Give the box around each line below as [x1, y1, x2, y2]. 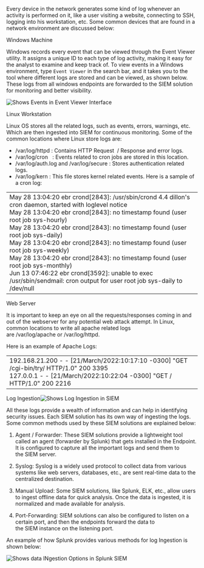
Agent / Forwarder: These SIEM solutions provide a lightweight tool [15, 431, 183, 438]
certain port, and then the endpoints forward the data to [15, 518, 155, 525]
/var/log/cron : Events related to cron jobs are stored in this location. [15, 153, 189, 161]
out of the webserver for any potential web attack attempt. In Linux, [6, 318, 175, 325]
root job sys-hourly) [9, 216, 68, 224]
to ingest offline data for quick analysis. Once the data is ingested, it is [15, 494, 191, 500]
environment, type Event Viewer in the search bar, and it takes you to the [6, 68, 188, 75]
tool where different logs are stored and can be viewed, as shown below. [6, 74, 188, 81]
